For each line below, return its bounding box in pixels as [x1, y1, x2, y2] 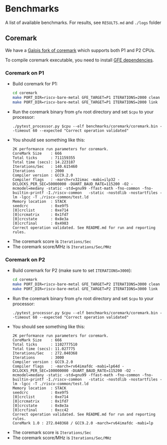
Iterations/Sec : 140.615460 [12, 164, 78, 169]
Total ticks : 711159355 [12, 155, 76, 160]
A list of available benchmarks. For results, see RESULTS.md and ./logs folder [5, 19, 162, 25]
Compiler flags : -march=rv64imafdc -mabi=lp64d [12, 364, 120, 369]
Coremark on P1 [5, 69, 44, 76]
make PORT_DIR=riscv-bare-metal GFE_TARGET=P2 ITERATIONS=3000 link [12, 286, 158, 291]
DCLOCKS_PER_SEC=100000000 [12, 368, 69, 373]
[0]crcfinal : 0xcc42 [12, 408, 69, 413]
